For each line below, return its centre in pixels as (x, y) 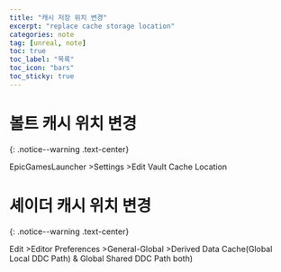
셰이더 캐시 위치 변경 (80, 206)
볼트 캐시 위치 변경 (73, 123)
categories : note (42, 34)
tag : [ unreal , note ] (48, 43)
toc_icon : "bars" (42, 68)
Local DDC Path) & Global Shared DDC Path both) (101, 258)
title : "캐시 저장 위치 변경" (59, 18)
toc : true (28, 51)
